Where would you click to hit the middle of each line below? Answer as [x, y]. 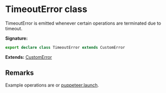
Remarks [20, 73]
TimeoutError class [46, 9]
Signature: [16, 38]
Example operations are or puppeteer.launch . [52, 85]
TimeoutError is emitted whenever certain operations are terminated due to [83, 23]
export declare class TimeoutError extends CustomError [65, 47]
